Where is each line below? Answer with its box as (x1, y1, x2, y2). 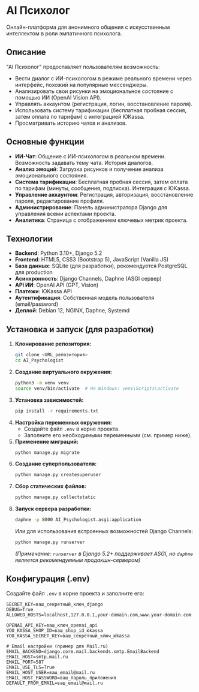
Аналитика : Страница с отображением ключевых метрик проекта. (14, 216, 188, 224)
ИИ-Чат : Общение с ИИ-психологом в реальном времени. (14, 152, 166, 160)
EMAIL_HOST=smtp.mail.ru (6, 654, 68, 660)
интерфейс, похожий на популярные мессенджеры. (14, 81, 148, 88)
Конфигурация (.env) (6, 574, 90, 584)
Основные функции (6, 137, 85, 147)
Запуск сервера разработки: (14, 505, 92, 513)
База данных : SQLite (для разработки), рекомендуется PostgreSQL (14, 262, 188, 270)
